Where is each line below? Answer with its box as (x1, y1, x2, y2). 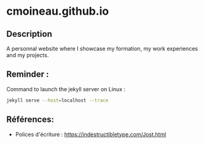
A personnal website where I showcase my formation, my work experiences (6, 45, 198, 52)
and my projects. (6, 51, 49, 59)
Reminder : (6, 69, 49, 80)
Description (6, 29, 52, 39)
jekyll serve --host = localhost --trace (6, 97, 109, 104)
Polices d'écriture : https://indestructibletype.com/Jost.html (15, 131, 167, 138)
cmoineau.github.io (6, 4, 109, 18)
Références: (6, 115, 54, 125)
